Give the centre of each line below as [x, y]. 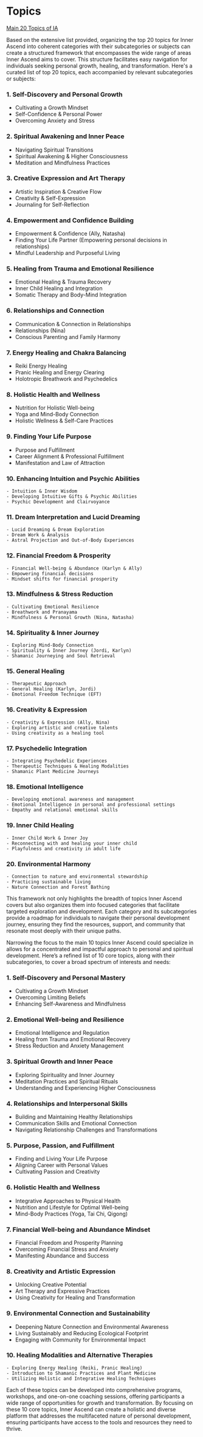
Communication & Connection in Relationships [73, 324]
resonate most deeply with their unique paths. [64, 931]
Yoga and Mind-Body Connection [57, 414]
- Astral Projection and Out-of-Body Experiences [71, 540]
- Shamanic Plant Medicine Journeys [53, 771]
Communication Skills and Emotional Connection [76, 1124]
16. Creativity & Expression [47, 710]
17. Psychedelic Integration [46, 748]
